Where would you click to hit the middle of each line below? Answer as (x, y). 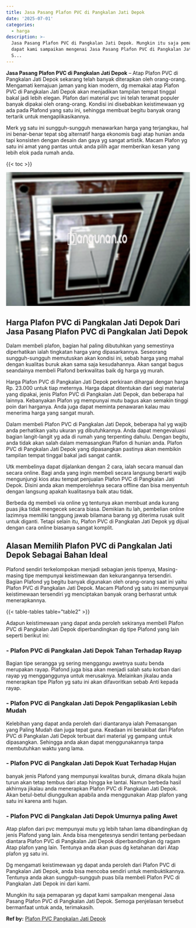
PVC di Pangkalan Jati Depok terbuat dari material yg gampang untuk (89, 736)
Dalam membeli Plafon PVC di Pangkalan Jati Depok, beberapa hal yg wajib (97, 425)
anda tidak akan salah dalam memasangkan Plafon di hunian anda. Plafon (94, 443)
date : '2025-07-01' (30, 18)
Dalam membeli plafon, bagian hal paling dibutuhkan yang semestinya (90, 346)
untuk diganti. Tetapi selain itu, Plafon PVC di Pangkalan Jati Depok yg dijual (97, 522)
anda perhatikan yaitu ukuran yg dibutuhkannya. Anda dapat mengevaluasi (96, 430)
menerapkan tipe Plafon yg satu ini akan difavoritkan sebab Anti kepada (92, 682)
